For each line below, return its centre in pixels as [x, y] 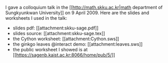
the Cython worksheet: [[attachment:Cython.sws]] [66, 39]
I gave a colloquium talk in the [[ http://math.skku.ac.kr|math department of [84, 7]
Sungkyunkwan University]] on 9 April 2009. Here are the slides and [77, 13]
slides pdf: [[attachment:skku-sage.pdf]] [56, 28]
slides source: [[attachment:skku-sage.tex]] [59, 33]
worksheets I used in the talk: [36, 18]
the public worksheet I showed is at [50, 50]
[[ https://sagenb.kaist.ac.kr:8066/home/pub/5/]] [64, 55]
